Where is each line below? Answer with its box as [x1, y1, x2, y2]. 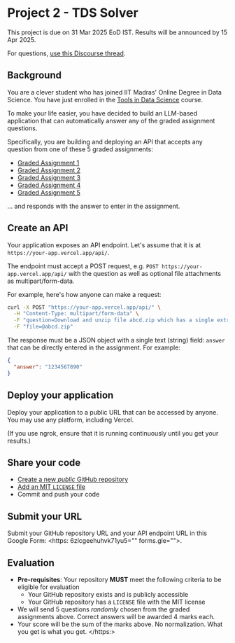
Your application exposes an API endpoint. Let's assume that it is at [7, 240, 201, 249]
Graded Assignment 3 [17, 173, 81, 181]
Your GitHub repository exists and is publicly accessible [27, 590, 189, 598]
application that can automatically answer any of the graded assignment [7, 116, 215, 125]
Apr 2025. [7, 35, 36, 43]
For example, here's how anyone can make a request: [7, 290, 162, 298]
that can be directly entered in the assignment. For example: [7, 343, 180, 352]
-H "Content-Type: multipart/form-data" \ [13, 310, 139, 317]
